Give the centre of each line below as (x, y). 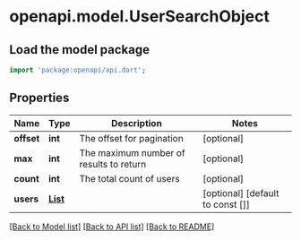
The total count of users (130, 178)
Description (137, 123)
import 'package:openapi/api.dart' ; (77, 70)
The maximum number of (132, 152)
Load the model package (80, 50)
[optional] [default (241, 193)
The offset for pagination (131, 138)
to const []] (227, 204)
